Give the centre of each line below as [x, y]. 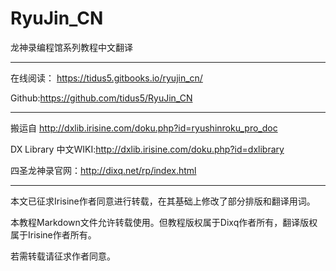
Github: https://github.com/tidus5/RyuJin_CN [101, 98]
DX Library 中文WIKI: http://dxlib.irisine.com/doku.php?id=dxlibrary [147, 149]
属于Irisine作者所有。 [53, 234]
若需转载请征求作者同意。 [63, 256]
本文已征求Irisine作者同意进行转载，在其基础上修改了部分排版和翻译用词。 [163, 201]
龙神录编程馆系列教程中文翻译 [71, 47]
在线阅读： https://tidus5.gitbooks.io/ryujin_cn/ [106, 78]
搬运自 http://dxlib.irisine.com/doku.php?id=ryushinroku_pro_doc [144, 128]
